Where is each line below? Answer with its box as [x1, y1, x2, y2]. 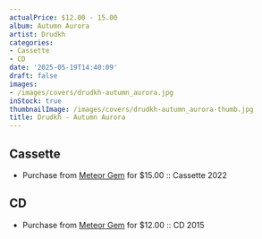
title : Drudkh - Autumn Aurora [9, 113, 126, 122]
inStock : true [9, 96, 63, 106]
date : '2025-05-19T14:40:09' [9, 64, 118, 73]
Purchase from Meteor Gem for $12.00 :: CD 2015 [21, 219, 205, 230]
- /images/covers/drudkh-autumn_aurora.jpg [9, 88, 174, 97]
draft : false [9, 72, 58, 81]
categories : [9, 38, 54, 47]
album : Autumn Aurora [9, 21, 90, 30]
